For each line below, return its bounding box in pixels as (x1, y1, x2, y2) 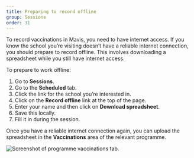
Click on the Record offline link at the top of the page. (14, 97, 147, 104)
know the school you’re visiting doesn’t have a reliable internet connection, (6, 42, 189, 49)
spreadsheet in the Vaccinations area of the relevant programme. (6, 134, 167, 141)
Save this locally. (14, 109, 56, 116)
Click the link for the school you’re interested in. (14, 90, 131, 98)
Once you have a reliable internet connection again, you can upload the (6, 127, 180, 134)
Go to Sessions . (14, 78, 54, 85)
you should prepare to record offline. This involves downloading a (6, 49, 167, 56)
